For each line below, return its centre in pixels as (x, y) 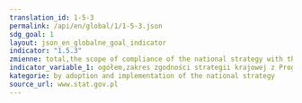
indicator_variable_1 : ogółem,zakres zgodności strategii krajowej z (142, 68)
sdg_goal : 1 (31, 34)
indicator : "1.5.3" (46, 51)
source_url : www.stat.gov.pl (64, 84)
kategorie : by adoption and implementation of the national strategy (142, 76)
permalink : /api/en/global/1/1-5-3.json (86, 26)
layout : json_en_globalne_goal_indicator (88, 43)
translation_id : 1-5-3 (52, 17)
